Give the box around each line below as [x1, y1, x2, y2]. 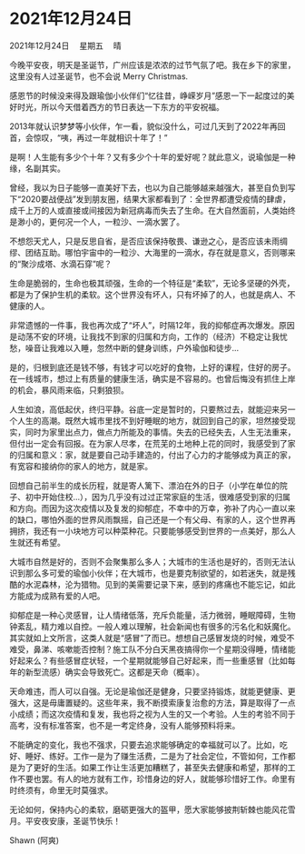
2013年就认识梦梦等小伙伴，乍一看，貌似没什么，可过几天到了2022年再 [9, 120, 279, 132]
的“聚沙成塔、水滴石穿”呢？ [9, 258, 113, 269]
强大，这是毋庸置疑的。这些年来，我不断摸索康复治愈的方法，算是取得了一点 [9, 697, 296, 708]
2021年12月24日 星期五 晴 [9, 40, 123, 51]
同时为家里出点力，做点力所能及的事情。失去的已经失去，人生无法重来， [25, 427, 296, 437]
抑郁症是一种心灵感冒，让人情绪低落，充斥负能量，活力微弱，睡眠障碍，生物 [9, 609, 296, 620]
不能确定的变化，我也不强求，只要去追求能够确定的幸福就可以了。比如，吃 [9, 738, 288, 750]
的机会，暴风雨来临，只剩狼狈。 [9, 384, 129, 396]
